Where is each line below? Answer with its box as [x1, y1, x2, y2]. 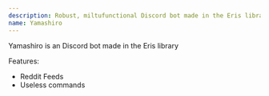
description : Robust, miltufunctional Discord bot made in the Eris [8, 11, 242, 20]
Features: [8, 56, 40, 66]
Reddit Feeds [19, 71, 64, 81]
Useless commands [19, 80, 86, 90]
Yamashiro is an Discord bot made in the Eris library [8, 40, 179, 50]
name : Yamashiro [8, 19, 62, 27]
